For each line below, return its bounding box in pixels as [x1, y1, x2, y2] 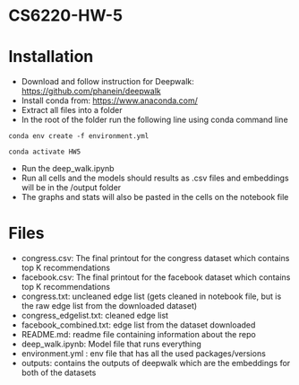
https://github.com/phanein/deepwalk [21, 86, 162, 97]
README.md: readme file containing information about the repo [21, 329, 256, 340]
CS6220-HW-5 [8, 5, 123, 26]
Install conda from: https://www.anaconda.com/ [21, 95, 199, 106]
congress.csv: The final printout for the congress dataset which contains [21, 253, 290, 264]
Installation [8, 47, 94, 67]
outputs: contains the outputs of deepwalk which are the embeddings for [21, 358, 291, 369]
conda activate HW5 [8, 147, 81, 157]
